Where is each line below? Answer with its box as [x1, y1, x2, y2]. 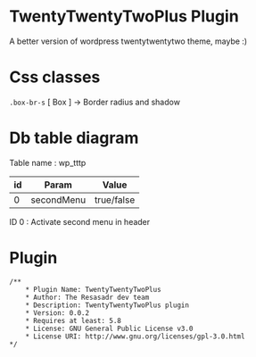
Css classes [9, 67, 101, 87]
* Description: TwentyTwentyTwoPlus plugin [25, 301, 190, 310]
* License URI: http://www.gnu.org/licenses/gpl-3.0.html [25, 332, 245, 341]
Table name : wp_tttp [9, 157, 87, 168]
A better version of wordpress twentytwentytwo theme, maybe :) [9, 36, 248, 46]
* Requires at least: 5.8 [25, 316, 122, 325]
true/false [94, 194, 136, 206]
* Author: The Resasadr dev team [25, 293, 150, 302]
